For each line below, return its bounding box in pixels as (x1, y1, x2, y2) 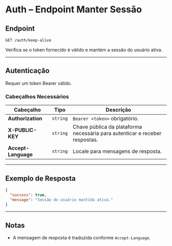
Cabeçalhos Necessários (5, 93, 69, 100)
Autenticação (5, 66, 50, 75)
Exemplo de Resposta (5, 174, 76, 183)
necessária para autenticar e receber (72, 130, 162, 137)
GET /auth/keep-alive (5, 38, 52, 43)
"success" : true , (10, 192, 47, 198)
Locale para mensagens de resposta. (72, 148, 162, 155)
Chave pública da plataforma (72, 124, 142, 131)
